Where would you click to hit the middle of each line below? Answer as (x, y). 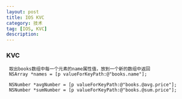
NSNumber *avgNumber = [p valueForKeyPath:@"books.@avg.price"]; (93, 85)
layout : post (23, 12)
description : (23, 34)
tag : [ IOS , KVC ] (27, 29)
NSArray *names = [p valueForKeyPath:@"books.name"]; (78, 74)
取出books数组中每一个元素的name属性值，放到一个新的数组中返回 (80, 69)
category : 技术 (24, 23)
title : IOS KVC (25, 18)
